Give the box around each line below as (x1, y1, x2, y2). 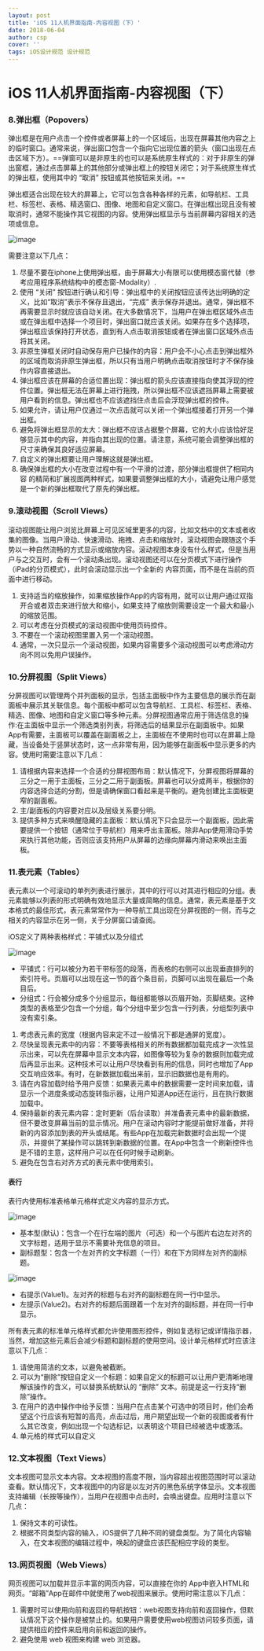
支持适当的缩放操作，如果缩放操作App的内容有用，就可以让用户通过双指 (19, 590, 254, 600)
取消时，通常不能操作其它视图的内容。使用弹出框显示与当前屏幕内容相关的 (8, 209, 249, 219)
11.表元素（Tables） (8, 866, 85, 877)
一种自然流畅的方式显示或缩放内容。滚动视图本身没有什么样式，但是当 (21, 544, 249, 554)
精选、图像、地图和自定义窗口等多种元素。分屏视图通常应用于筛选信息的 (8, 711, 242, 720)
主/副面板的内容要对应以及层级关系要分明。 (19, 806, 160, 815)
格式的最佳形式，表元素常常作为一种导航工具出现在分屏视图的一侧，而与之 (14, 906, 256, 915)
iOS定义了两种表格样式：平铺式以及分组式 (8, 932, 144, 942)
